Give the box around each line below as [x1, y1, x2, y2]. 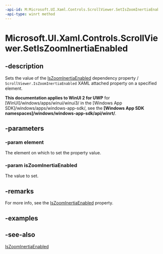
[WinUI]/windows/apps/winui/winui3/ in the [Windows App [5, 100, 122, 106]
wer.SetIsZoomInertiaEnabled [5, 43, 128, 54]
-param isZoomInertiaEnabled [5, 162, 78, 169]
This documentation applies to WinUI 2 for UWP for [5, 95, 110, 101]
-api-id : [5, 7, 23, 12]
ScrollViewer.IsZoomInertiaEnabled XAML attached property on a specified [5, 80, 157, 86]
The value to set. [5, 173, 39, 179]
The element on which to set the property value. [5, 150, 101, 156]
